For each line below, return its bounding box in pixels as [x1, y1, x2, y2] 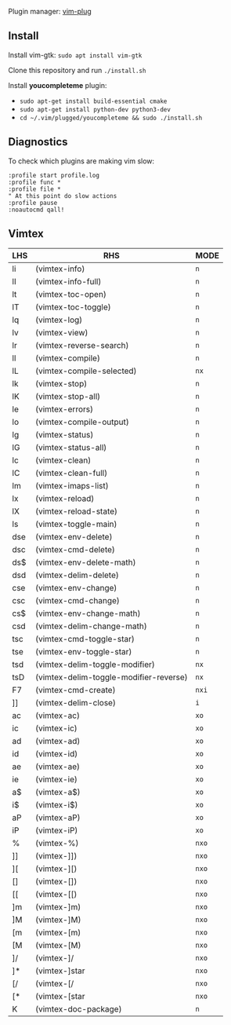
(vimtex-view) [34, 328, 88, 339]
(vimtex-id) [34, 749, 78, 760]
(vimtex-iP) [34, 825, 78, 836]
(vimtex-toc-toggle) [34, 302, 111, 313]
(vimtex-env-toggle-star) [34, 646, 132, 657]
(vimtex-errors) [34, 404, 94, 415]
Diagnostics [8, 135, 68, 148]
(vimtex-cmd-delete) [34, 544, 116, 555]
